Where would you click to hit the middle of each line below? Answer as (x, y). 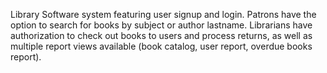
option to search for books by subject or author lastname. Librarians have (161, 25)
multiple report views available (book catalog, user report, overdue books (161, 46)
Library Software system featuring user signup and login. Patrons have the (163, 14)
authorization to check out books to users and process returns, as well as (161, 35)
